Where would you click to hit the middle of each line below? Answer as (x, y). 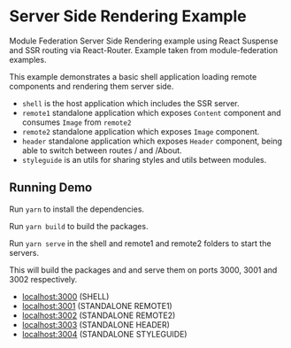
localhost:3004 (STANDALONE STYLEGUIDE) (104, 334)
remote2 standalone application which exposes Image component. (141, 131)
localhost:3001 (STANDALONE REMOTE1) (97, 305)
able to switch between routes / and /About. (102, 150)
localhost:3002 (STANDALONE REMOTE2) (99, 315)
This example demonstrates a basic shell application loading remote (133, 76)
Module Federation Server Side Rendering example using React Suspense (144, 41)
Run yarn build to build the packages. (79, 226)
